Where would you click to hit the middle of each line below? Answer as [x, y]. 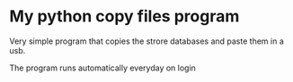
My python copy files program [124, 16]
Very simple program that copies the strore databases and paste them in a [147, 41]
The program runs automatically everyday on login [102, 68]
